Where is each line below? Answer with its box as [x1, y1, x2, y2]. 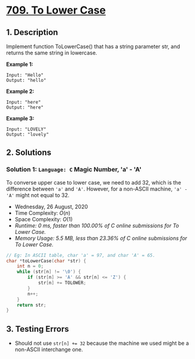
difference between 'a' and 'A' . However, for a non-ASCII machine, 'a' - [6, 185, 188, 192]
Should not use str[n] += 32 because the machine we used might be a [14, 339, 189, 347]
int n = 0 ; [17, 263, 44, 269]
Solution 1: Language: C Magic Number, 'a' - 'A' [6, 166, 141, 174]
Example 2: [6, 88, 34, 95]
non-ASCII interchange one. [14, 346, 83, 353]
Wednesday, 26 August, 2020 [14, 203, 88, 210]
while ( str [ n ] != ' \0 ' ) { [17, 269, 81, 275]
